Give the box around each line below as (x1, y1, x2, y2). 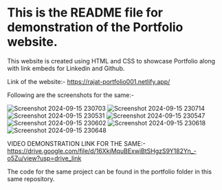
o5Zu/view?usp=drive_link (7, 154, 82, 162)
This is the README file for (7, 5, 164, 21)
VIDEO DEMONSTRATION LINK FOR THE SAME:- (7, 139, 146, 147)
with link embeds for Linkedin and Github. (7, 64, 125, 72)
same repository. (7, 174, 55, 183)
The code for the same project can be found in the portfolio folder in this (7, 167, 212, 176)
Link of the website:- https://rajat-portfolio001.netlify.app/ (7, 77, 170, 85)
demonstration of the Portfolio (7, 19, 184, 35)
